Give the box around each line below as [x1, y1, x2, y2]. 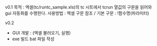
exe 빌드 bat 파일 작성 [12, 36, 55, 42]
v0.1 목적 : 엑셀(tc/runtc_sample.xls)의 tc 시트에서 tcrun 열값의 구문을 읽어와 [5, 4, 152, 10]
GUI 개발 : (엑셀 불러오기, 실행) [12, 30, 71, 35]
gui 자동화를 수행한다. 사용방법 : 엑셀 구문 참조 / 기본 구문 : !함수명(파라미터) [5, 10, 150, 16]
